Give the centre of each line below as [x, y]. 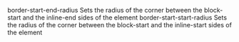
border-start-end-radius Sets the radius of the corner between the [105, 10]
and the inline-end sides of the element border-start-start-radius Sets [124, 17]
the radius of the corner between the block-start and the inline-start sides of [119, 25]
